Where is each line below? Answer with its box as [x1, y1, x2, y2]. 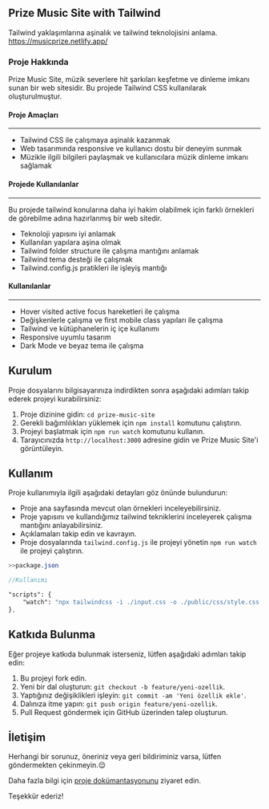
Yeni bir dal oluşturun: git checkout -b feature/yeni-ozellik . [19, 681, 226, 691]
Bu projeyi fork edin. [19, 673, 87, 683]
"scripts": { [8, 591, 52, 599]
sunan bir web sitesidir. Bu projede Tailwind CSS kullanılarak [8, 83, 207, 93]
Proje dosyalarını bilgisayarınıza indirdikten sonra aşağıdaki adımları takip [8, 385, 250, 395]
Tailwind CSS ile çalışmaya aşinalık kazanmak [19, 136, 171, 145]
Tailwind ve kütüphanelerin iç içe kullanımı [19, 323, 160, 333]
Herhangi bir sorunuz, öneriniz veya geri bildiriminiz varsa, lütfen [8, 752, 222, 762]
